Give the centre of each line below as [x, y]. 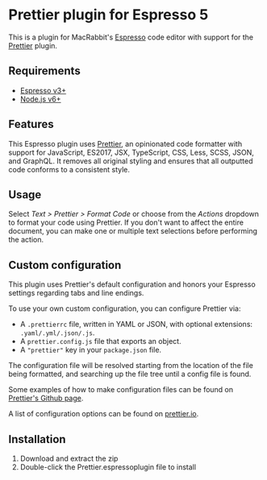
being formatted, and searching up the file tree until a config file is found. [130, 374]
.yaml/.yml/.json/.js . [57, 333]
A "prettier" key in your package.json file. [91, 350]
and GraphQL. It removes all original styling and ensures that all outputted [131, 161]
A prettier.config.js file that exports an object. [100, 341]
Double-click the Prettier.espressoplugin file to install [108, 467]
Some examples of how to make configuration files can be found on [121, 390]
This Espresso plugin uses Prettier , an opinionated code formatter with [125, 143]
